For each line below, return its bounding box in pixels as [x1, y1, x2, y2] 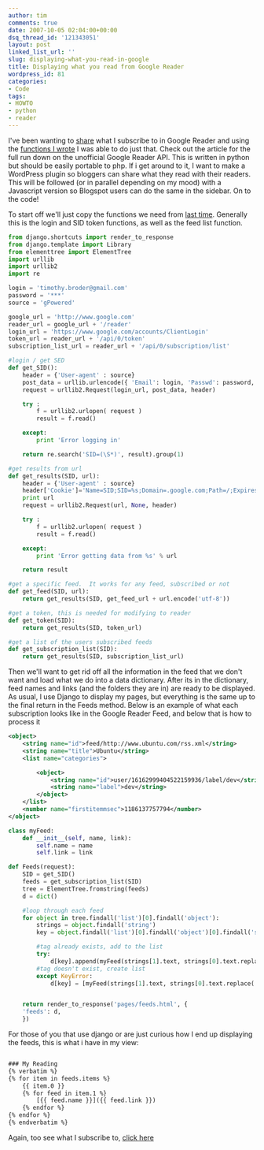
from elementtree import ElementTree [8, 247, 132, 256]
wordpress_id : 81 [8, 70, 65, 78]
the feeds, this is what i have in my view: [8, 1038, 139, 1047]
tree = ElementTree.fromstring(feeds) [22, 884, 149, 893]
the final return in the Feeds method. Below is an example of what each [8, 701, 239, 710]
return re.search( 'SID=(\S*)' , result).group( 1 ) [22, 450, 185, 458]
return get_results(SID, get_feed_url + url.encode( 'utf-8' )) [22, 595, 230, 603]
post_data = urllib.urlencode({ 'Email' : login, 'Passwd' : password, [22, 378, 255, 386]
